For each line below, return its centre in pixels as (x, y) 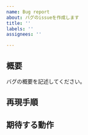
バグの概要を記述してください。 (46, 81)
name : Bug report (28, 12)
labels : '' (20, 29)
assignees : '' (24, 35)
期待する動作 (30, 125)
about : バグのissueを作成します (43, 18)
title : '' (19, 23)
